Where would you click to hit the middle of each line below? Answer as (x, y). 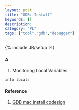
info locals (17, 80)
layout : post (19, 10)
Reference (16, 91)
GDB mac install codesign (39, 102)
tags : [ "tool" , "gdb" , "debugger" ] (40, 33)
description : (19, 24)
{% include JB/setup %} (30, 48)
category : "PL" (21, 29)
